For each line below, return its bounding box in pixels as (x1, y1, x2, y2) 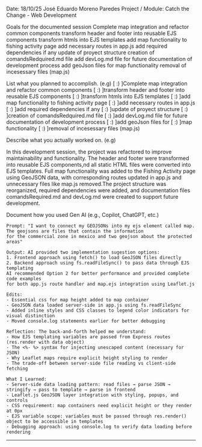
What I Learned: (6, 376, 47, 382)
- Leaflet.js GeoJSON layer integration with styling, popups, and (6, 392, 179, 398)
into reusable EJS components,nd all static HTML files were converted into (6, 161, 191, 168)
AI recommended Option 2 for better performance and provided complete (6, 271, 189, 277)
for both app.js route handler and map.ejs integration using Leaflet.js (6, 281, 195, 287)
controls (6, 397, 28, 404)
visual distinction (6, 313, 55, 319)
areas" (6, 239, 23, 245)
